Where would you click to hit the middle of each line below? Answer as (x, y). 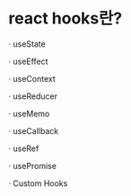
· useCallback (34, 130)
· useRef (24, 148)
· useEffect (28, 61)
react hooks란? (65, 18)
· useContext (32, 78)
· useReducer (33, 96)
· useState (27, 44)
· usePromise (33, 165)
